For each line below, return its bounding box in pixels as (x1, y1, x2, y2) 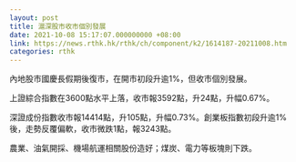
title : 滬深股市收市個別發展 (9, 22, 107, 31)
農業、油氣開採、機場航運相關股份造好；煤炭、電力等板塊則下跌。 (9, 143, 257, 154)
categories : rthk (9, 47, 76, 56)
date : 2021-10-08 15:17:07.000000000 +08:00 (9, 30, 181, 39)
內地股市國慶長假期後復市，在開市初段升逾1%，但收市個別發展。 (9, 74, 252, 85)
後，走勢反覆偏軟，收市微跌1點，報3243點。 (9, 124, 177, 135)
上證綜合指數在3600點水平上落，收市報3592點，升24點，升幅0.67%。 (9, 93, 275, 104)
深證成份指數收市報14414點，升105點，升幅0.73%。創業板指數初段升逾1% (9, 112, 287, 123)
